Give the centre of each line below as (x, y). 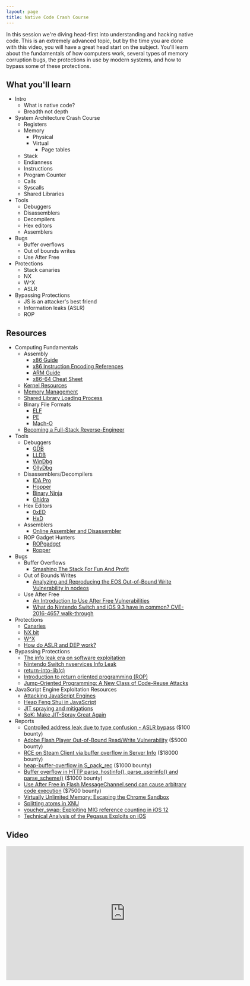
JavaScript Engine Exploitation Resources (66, 690)
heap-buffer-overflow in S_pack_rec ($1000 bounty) (88, 765)
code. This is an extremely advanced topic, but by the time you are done (95, 41)
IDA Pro (42, 480)
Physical (43, 137)
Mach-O (43, 423)
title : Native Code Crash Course (48, 17)
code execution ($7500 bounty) (62, 791)
